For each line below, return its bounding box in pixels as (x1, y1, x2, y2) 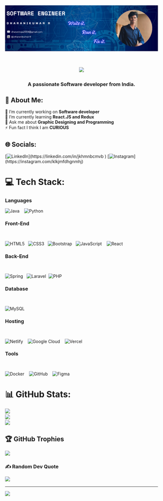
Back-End (5, 253, 29, 260)
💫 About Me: (5, 96, 44, 104)
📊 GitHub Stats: (5, 389, 71, 400)
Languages (5, 197, 33, 204)
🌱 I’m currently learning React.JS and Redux (5, 114, 95, 120)
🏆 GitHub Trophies (5, 435, 65, 443)
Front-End (5, 220, 30, 227)
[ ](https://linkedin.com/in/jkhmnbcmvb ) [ (5, 153, 109, 159)
